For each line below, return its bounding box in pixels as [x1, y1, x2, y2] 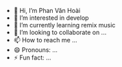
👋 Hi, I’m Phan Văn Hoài [13, 7, 81, 14]
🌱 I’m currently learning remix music [13, 21, 116, 29]
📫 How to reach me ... [13, 36, 77, 44]
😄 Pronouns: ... [13, 46, 58, 54]
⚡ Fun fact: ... [13, 53, 51, 62]
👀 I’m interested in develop [13, 14, 89, 22]
